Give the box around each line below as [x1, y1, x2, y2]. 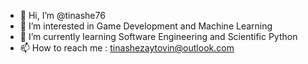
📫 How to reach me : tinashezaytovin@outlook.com [19, 42, 235, 54]
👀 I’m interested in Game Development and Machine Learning [19, 20, 273, 32]
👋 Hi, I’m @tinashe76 [19, 10, 106, 21]
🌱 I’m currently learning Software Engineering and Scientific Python [19, 31, 298, 42]
